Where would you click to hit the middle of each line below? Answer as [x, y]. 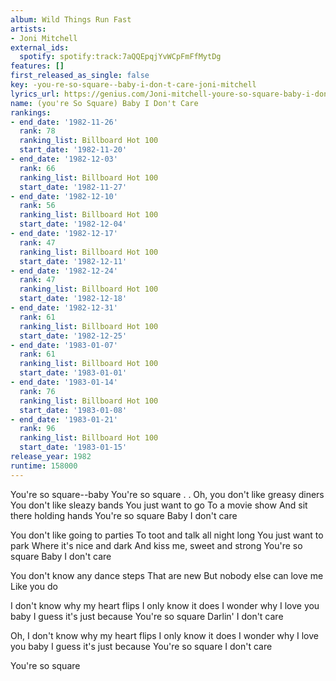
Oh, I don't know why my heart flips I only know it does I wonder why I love [164, 635]
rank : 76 [37, 391]
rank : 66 [37, 168]
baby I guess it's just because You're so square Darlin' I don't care [147, 616]
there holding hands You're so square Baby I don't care [124, 515]
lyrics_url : [35, 94]
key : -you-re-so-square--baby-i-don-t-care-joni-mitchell [133, 85]
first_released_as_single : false [80, 76]
